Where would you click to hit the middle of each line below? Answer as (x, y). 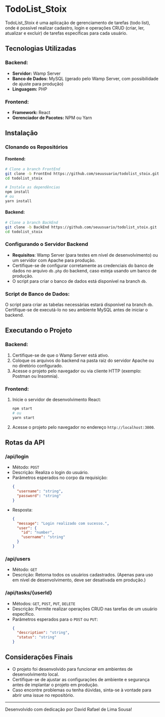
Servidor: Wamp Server (36, 73)
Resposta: (22, 509)
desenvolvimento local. (36, 674)
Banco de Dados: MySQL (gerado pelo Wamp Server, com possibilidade (85, 78)
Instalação (22, 133)
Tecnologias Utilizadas (41, 48)
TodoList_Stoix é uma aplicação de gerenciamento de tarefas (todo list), (78, 23)
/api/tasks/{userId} (29, 593)
